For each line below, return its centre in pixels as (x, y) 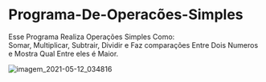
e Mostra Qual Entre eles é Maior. (63, 53)
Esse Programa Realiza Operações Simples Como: (92, 37)
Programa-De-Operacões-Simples (126, 15)
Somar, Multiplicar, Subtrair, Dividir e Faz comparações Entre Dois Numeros (133, 45)
